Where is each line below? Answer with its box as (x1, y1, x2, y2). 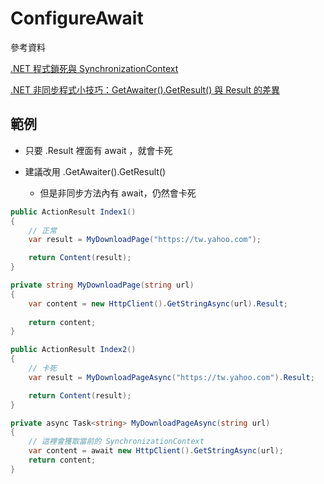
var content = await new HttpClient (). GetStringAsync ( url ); (28, 446, 284, 456)
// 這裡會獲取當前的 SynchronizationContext (28, 437, 205, 447)
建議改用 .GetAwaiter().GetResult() (24, 165, 167, 177)
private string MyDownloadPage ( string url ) (10, 280, 195, 290)
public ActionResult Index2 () (10, 345, 137, 355)
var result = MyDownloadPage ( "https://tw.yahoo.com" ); (28, 235, 262, 245)
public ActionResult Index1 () (10, 207, 137, 217)
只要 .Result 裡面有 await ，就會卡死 (24, 144, 173, 156)
